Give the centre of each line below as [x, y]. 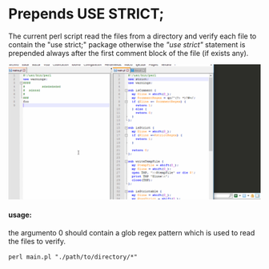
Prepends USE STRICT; [86, 14]
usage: [20, 215]
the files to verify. [37, 241]
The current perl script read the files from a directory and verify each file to [132, 36]
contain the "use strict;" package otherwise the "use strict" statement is [127, 44]
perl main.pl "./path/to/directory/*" [73, 257]
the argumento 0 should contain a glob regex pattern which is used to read [132, 232]
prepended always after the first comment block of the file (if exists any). [128, 53]
